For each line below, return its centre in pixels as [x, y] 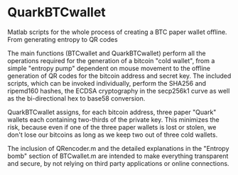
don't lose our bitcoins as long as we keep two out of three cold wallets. [113, 135]
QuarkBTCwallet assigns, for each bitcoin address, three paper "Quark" [112, 112]
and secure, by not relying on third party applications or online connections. [118, 163]
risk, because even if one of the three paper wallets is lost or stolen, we [112, 127]
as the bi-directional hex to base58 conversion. [76, 98]
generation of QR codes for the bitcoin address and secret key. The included [119, 76]
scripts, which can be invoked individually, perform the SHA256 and [107, 83]
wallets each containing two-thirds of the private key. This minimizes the [114, 119]
